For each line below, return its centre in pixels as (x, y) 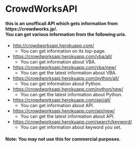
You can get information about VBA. (58, 62)
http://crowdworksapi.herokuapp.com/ (53, 46)
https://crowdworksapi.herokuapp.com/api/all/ (62, 100)
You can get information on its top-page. (63, 51)
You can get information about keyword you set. (71, 127)
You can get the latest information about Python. (71, 95)
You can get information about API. (57, 106)
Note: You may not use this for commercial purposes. (63, 139)
